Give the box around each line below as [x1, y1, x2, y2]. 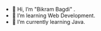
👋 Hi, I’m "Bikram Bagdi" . [11, 6, 76, 13]
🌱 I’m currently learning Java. [11, 18, 86, 25]
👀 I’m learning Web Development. [11, 12, 96, 19]
